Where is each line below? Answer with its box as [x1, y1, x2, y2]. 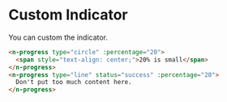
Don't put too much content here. [15, 79, 132, 87]
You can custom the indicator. [8, 32, 108, 42]
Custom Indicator [8, 6, 128, 24]
